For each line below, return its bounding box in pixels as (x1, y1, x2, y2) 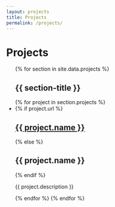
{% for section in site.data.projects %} (14, 65, 110, 72)
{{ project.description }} (14, 183, 74, 190)
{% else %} (14, 138, 44, 145)
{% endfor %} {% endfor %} (14, 194, 85, 202)
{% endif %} (14, 171, 46, 178)
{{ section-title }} (14, 83, 81, 93)
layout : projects (6, 8, 50, 15)
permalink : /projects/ (6, 20, 63, 26)
